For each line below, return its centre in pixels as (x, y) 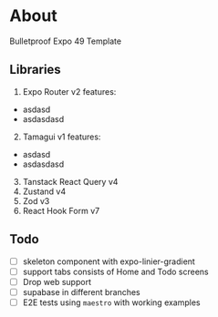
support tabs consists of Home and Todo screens (115, 271)
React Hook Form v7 (61, 210)
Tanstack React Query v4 (70, 181)
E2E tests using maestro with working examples (111, 302)
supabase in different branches (82, 291)
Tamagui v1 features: (62, 137)
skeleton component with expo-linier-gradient (109, 261)
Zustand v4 (44, 191)
